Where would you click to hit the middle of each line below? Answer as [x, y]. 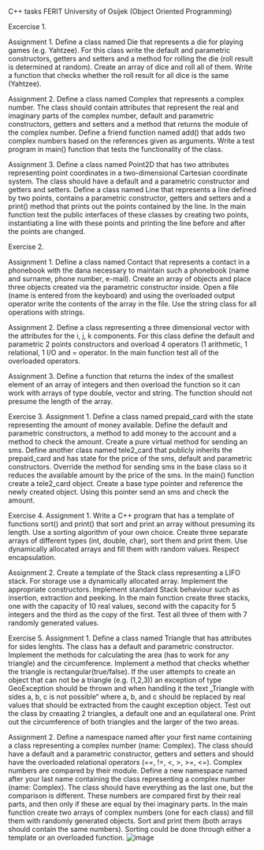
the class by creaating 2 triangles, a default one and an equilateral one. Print [132, 713]
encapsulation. [32, 557]
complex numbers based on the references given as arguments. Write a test [131, 141]
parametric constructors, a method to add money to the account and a [122, 433]
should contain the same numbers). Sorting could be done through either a [130, 829]
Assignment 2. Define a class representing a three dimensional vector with [129, 327]
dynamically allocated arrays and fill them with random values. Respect [124, 549]
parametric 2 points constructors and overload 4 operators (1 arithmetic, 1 [128, 344]
